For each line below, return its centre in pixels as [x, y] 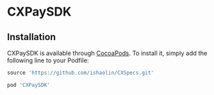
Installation [31, 37]
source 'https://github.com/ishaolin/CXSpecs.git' [81, 73]
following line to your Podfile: [48, 60]
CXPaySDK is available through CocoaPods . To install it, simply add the [107, 53]
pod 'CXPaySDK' [29, 85]
